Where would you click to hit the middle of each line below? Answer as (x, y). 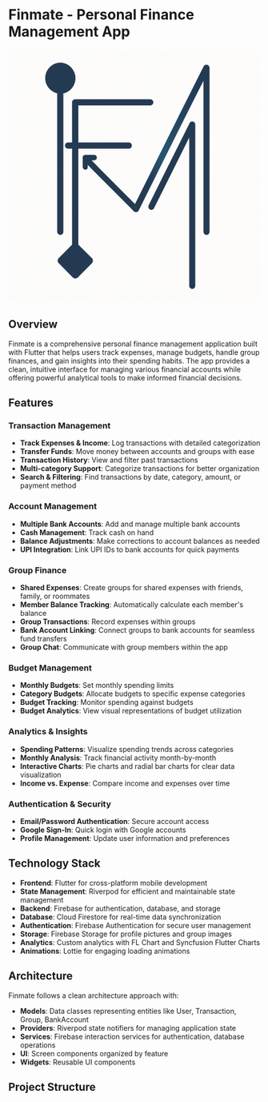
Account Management (53, 506)
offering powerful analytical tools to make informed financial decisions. (125, 377)
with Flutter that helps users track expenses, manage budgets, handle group (134, 352)
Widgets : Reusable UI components (78, 1062)
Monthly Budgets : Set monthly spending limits (97, 686)
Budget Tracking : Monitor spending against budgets (106, 702)
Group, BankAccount (54, 1020)
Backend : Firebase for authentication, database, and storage (120, 908)
